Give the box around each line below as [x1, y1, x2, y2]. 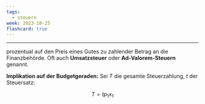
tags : [6, 8, 20, 15]
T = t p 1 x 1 [91, 91, 114, 100]
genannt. [6, 61, 29, 68]
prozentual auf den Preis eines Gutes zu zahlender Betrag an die [6, 48, 169, 55]
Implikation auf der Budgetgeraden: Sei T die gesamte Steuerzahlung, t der [6, 73, 198, 80]
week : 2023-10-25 [6, 20, 51, 26]
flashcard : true [6, 25, 48, 32]
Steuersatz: [6, 79, 35, 86]
